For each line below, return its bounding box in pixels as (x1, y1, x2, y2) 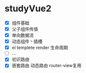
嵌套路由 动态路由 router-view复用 (11, 63, 82, 69)
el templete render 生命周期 (11, 45, 68, 51)
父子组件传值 (11, 26, 38, 32)
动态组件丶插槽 (11, 38, 43, 44)
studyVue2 (4, 3, 51, 14)
